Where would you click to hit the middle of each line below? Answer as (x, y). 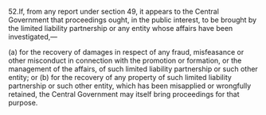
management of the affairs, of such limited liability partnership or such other (133, 69)
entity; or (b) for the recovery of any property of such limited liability (120, 77)
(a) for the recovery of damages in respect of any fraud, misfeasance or (126, 52)
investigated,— (33, 36)
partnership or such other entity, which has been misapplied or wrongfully (130, 86)
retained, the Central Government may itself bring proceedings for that (124, 94)
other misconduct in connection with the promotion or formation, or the (125, 60)
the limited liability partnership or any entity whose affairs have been (121, 28)
